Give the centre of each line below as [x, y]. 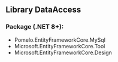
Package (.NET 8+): [35, 27]
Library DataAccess [43, 10]
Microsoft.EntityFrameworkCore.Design [63, 52]
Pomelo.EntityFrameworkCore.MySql [60, 40]
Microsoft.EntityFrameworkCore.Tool [60, 46]
